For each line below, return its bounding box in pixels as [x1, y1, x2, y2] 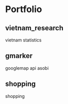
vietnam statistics [5, 37, 42, 43]
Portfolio [5, 4, 42, 15]
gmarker [5, 51, 33, 60]
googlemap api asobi [5, 65, 49, 71]
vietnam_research [5, 24, 64, 32]
